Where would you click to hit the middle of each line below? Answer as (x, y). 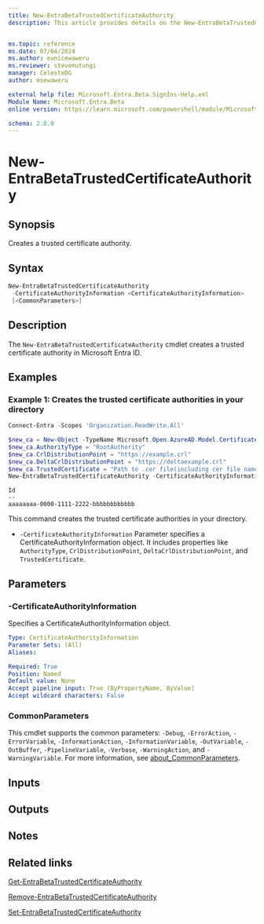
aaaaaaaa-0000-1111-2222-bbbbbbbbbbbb (71, 504)
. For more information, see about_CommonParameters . (151, 758)
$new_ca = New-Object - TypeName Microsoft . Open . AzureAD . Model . (114, 440)
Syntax (26, 268)
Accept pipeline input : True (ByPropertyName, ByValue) (101, 688)
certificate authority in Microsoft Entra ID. (75, 352)
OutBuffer (24, 750)
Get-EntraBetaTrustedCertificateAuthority (75, 882)
